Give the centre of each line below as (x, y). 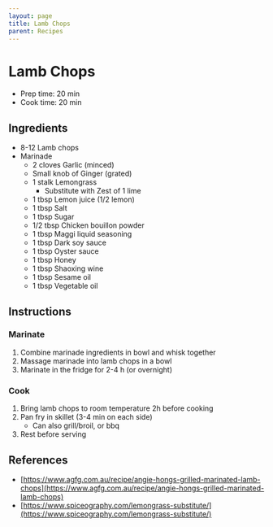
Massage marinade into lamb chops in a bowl (96, 361)
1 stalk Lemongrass (65, 182)
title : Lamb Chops (39, 24)
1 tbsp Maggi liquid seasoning (82, 234)
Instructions (40, 311)
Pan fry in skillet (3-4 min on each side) (86, 417)
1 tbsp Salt (50, 208)
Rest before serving (53, 434)
